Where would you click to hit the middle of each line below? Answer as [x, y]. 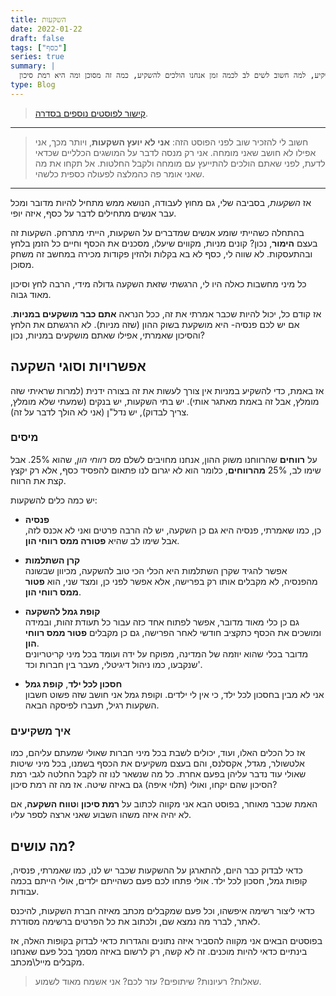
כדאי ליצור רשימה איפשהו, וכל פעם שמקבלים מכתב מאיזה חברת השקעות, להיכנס [162, 910]
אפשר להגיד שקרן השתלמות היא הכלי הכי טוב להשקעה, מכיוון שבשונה [156, 570]
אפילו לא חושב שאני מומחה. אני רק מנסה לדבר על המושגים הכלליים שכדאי [175, 152]
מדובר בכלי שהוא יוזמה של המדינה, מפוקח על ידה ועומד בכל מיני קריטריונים [166, 653]
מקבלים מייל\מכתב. [47, 962]
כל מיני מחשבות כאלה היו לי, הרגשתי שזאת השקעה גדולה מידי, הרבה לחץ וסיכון [158, 283]
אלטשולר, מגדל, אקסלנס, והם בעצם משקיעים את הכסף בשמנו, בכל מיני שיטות [157, 763]
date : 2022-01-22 [46, 29]
